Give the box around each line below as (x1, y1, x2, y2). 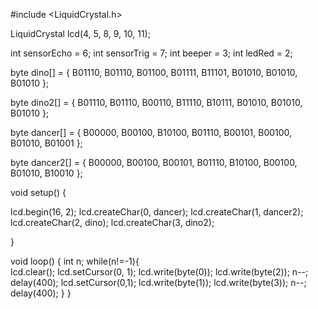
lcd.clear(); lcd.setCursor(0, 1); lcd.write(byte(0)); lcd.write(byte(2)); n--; (10, 266, 309, 278)
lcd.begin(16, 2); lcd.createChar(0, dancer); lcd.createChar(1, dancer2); (10, 206, 304, 218)
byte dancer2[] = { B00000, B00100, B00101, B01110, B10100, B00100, (10, 157, 298, 168)
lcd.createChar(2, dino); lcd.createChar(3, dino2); (10, 217, 215, 228)
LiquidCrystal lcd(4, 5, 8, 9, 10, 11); (10, 28, 151, 39)
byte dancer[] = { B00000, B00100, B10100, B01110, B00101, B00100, (10, 127, 293, 138)
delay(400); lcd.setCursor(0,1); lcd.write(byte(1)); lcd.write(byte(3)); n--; (10, 277, 307, 288)
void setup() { (10, 187, 67, 198)
